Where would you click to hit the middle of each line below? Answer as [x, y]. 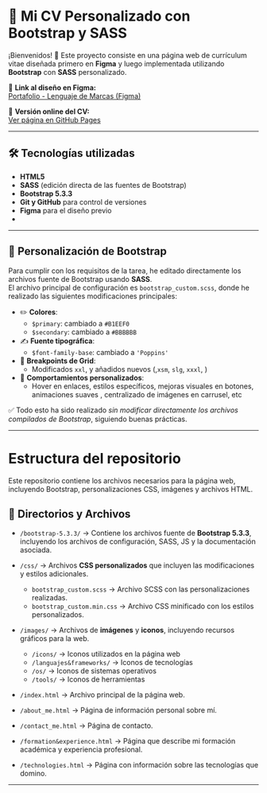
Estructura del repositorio [95, 458]
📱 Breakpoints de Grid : [58, 361]
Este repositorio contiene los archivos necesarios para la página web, [122, 480]
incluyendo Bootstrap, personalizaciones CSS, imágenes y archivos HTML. [131, 489]
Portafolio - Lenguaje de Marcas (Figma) [75, 96]
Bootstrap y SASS [68, 33]
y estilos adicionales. [54, 574]
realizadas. [50, 598]
